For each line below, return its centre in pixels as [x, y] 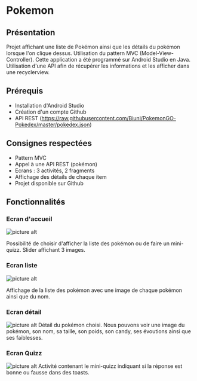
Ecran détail [24, 312]
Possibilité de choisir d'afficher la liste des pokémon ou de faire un [88, 243]
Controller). [20, 60]
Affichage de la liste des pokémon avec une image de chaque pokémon [94, 290]
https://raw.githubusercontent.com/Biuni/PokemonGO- [109, 118]
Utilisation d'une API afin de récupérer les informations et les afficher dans [98, 66]
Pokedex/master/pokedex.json [52, 124]
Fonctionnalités [36, 202]
